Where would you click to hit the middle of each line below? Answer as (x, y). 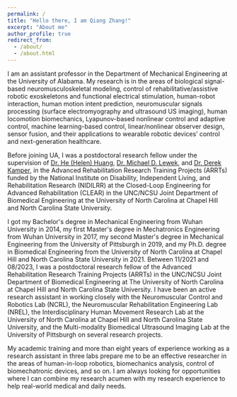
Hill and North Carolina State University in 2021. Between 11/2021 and (108, 259)
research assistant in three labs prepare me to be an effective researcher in (117, 356)
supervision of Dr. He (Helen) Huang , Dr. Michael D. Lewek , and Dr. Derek (114, 162)
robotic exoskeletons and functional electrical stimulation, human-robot (111, 96)
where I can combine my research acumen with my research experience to (116, 378)
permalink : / (27, 14)
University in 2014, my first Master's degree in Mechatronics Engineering (114, 229)
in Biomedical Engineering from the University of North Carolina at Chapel (115, 252)
